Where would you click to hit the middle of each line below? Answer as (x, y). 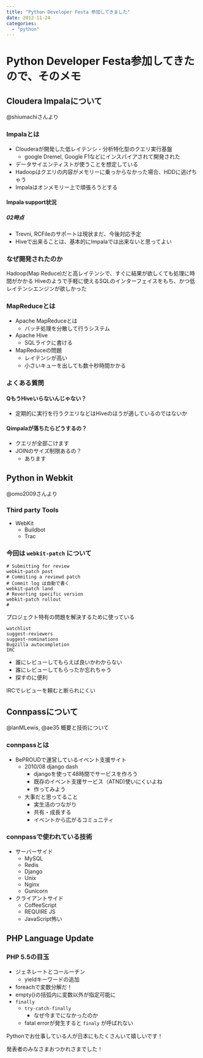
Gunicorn (36, 891)
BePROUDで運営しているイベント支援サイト (71, 759)
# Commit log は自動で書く (38, 583)
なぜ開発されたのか (35, 259)
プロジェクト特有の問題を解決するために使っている (71, 617)
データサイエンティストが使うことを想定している (77, 164)
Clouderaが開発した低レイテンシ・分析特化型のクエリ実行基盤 (94, 149)
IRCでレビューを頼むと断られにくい (51, 691)
